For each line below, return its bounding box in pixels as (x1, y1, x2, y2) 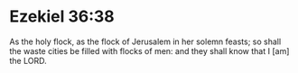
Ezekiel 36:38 (9, 6, 115, 27)
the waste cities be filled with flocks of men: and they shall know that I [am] (9, 45, 290, 56)
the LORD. (9, 55, 47, 66)
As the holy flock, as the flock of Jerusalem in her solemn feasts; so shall (9, 36, 282, 47)
